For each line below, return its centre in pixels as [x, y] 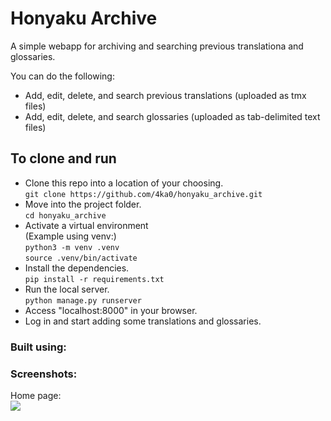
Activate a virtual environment [86, 225]
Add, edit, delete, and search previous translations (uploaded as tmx [165, 95]
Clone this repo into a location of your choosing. [124, 183]
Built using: [38, 347]
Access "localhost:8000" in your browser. [111, 310]
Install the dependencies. [77, 268]
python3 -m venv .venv [72, 247]
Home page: [36, 395]
